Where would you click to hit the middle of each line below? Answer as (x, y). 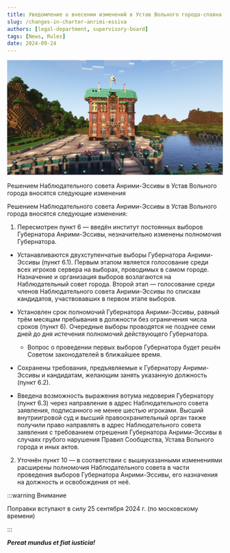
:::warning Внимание (37, 495)
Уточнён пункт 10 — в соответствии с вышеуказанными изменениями (119, 460)
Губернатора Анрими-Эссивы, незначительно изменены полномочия (119, 234)
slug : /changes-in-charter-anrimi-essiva (67, 22)
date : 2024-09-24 (32, 44)
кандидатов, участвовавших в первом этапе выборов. (97, 298)
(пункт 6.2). (34, 382)
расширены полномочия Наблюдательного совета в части (103, 467)
